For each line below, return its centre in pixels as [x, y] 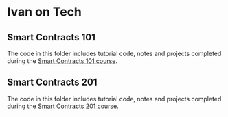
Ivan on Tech [45, 12]
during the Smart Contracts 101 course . [62, 61]
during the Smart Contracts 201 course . [63, 106]
